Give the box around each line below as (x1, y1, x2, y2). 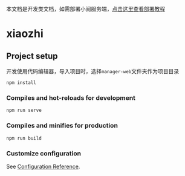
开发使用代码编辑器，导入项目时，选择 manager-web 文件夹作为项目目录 (6, 68, 180, 74)
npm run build (6, 135, 42, 141)
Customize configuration (6, 149, 82, 157)
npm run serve (6, 108, 42, 114)
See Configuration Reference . (6, 163, 80, 170)
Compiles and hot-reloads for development (6, 93, 136, 102)
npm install (6, 80, 36, 86)
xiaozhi (6, 27, 44, 41)
